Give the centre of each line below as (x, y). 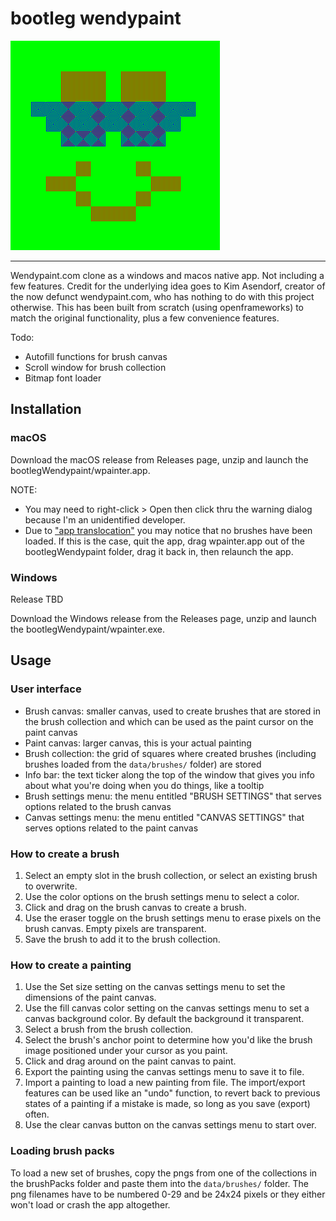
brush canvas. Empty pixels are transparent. (115, 928)
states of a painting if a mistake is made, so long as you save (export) (167, 1104)
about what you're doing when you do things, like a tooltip (144, 785)
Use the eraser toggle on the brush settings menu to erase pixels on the (173, 918)
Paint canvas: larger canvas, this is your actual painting (138, 743)
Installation (46, 409)
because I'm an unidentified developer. (105, 519)
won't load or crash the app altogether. (90, 1204)
